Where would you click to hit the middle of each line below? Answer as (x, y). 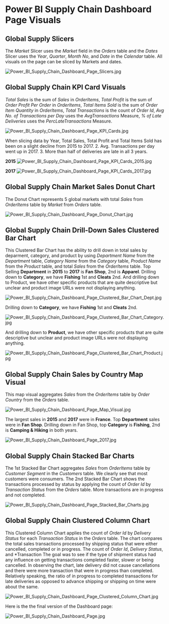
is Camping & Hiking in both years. (42, 430)
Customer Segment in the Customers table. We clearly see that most (76, 474)
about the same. (22, 587)
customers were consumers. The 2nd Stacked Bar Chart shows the (75, 479)
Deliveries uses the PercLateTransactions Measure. (59, 121)
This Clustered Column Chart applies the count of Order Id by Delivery (78, 533)
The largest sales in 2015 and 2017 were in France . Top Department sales (82, 420)
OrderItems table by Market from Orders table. (53, 204)
